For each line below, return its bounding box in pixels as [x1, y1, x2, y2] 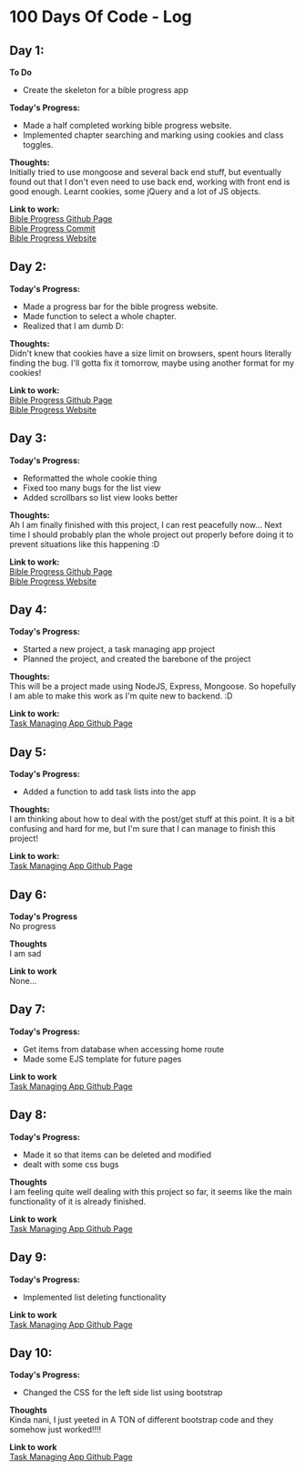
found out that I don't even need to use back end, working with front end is [9, 176, 290, 187]
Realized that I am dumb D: [22, 320, 125, 331]
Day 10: [9, 1345, 53, 1361]
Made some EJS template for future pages [22, 1053, 182, 1064]
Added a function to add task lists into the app [22, 786, 196, 797]
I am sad [9, 948, 42, 959]
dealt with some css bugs [22, 1158, 119, 1169]
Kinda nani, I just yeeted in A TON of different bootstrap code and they [9, 1414, 274, 1425]
